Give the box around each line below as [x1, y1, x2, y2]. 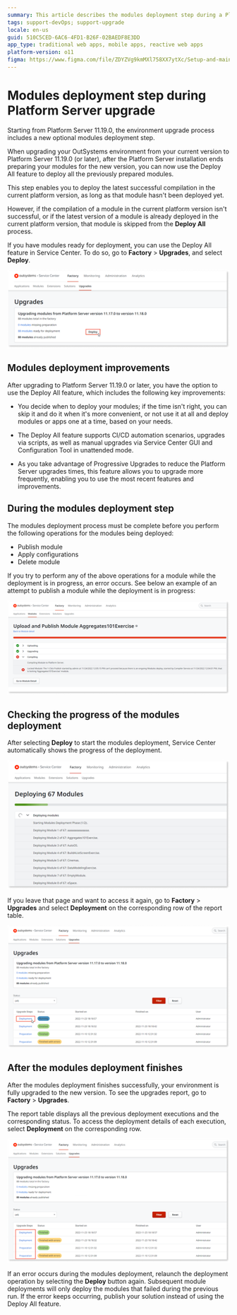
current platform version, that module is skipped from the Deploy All [7, 219, 206, 228]
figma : [7, 57, 27, 64]
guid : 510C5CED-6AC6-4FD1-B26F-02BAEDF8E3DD [7, 34, 140, 41]
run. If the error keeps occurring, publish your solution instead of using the [7, 1292, 224, 1300]
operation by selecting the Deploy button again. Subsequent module [7, 1277, 207, 1285]
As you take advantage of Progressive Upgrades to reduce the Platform [17, 460, 226, 468]
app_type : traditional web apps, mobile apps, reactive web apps [7, 41, 203, 49]
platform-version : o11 [7, 49, 74, 56]
